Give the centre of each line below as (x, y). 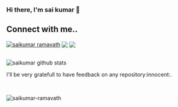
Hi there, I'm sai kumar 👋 (43, 10)
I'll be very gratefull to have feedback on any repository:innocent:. (89, 75)
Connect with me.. (42, 29)
